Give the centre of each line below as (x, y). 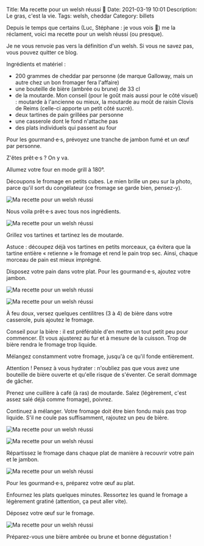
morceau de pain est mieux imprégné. (54, 260)
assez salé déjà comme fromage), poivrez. (60, 399)
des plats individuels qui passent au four (66, 128)
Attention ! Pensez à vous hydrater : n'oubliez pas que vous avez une (93, 368)
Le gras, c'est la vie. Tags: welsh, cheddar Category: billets (80, 16)
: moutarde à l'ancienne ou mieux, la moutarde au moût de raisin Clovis (104, 102)
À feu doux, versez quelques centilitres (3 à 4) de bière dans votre (89, 313)
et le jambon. (23, 459)
